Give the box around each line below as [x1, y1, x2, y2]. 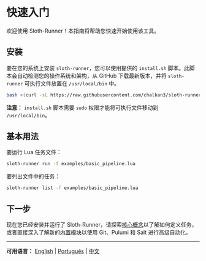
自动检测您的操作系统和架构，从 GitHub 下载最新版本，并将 [17, 72, 167, 79]
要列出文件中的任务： [6, 173, 60, 180]
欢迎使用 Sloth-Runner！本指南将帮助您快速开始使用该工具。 [6, 27, 160, 34]
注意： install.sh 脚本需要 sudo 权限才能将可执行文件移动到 [6, 104, 158, 111]
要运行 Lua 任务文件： [6, 149, 62, 156]
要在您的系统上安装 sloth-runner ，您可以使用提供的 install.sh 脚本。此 [6, 64, 190, 71]
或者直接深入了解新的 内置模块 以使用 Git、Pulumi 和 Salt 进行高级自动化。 [6, 228, 191, 236]
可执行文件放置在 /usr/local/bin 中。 [24, 79, 120, 87]
